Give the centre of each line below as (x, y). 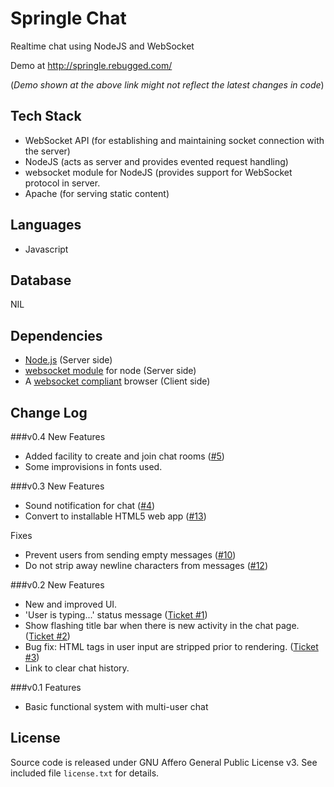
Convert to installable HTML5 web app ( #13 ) (115, 516)
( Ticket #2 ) (47, 636)
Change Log (49, 412)
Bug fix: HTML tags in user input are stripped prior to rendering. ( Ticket (171, 646)
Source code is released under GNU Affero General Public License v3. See (164, 762)
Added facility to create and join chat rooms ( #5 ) (124, 456)
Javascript (46, 249)
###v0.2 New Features (57, 585)
